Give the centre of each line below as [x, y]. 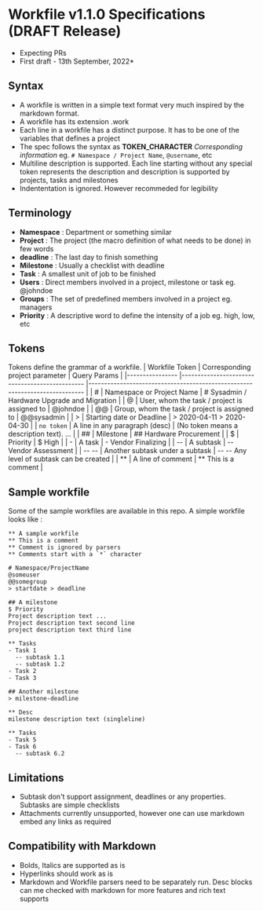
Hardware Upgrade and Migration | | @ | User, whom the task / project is [125, 401]
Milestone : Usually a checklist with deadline [92, 265]
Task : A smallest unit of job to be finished [88, 273]
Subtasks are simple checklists [69, 805]
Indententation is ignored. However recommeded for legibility [119, 188]
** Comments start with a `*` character [75, 554]
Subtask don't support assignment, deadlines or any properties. [122, 796]
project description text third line [70, 630]
